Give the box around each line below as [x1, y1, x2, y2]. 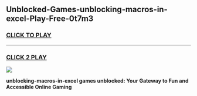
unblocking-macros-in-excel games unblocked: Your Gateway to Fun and [6, 77, 189, 84]
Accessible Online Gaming [6, 83, 72, 90]
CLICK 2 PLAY [6, 53, 47, 61]
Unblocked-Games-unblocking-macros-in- [6, 5, 168, 15]
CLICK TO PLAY [6, 31, 52, 40]
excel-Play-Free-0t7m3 [6, 14, 94, 24]
